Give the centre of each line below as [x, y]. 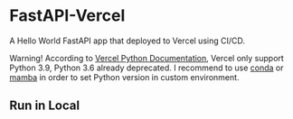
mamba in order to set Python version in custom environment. [124, 77]
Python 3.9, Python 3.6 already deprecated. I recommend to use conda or [146, 68]
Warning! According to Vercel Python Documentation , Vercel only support [147, 58]
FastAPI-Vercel [67, 16]
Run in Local [44, 106]
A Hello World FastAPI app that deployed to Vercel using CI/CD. [128, 41]
